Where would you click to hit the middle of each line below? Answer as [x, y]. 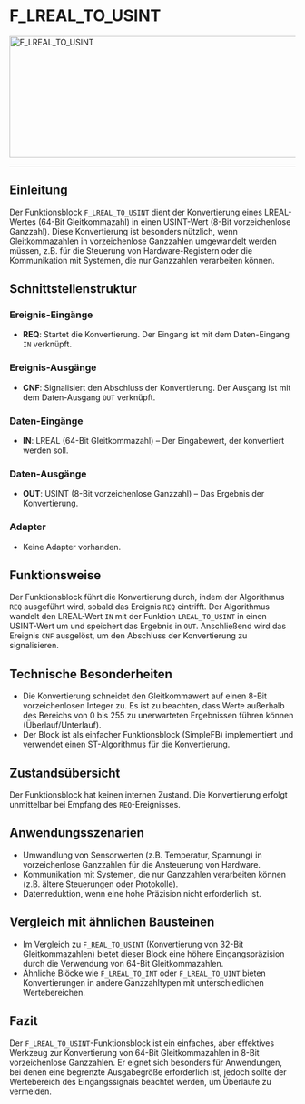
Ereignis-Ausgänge [53, 367]
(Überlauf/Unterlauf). [62, 725]
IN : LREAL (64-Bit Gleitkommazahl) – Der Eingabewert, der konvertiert [153, 441]
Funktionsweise [55, 575]
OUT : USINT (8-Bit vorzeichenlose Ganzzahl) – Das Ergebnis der [143, 494]
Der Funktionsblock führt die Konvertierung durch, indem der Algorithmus [147, 597]
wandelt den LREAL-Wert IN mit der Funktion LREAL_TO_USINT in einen [138, 617]
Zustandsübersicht [65, 773]
